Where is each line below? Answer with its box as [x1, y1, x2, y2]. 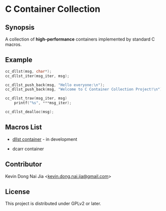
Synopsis [5, 23, 35, 32]
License [5, 187, 30, 196]
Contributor [5, 160, 42, 169]
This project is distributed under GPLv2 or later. [5, 201, 101, 207]
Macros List [5, 123, 42, 131]
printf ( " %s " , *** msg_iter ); [14, 100, 72, 106]
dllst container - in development [12, 136, 78, 142]
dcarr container [12, 146, 44, 152]
